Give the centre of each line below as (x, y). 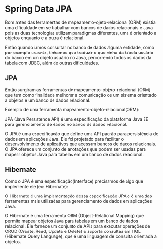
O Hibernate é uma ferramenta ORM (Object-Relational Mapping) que (74, 215)
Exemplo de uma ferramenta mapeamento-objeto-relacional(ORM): (72, 109)
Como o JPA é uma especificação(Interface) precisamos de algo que (74, 181)
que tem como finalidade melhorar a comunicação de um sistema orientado (81, 95)
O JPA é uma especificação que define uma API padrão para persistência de (82, 133)
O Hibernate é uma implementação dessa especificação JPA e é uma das (79, 196)
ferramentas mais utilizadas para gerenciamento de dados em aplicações (79, 201)
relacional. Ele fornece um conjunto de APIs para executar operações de (78, 226)
